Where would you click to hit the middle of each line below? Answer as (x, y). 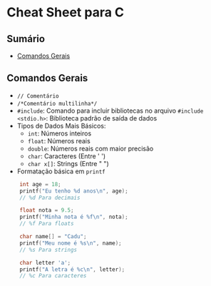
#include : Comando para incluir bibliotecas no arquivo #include (110, 111)
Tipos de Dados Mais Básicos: (61, 126)
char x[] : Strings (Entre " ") (68, 163)
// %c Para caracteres (53, 276)
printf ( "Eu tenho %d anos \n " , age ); (74, 191)
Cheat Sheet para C (66, 12)
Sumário (26, 39)
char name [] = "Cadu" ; (53, 237)
